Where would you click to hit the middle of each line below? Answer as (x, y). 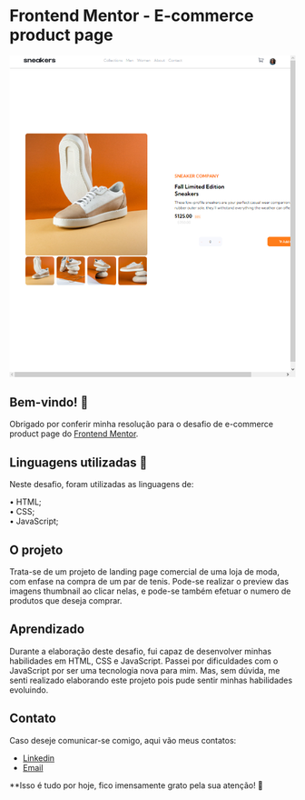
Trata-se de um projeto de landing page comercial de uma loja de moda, (144, 572)
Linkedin (39, 758)
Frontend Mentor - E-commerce (132, 16)
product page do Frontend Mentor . (74, 434)
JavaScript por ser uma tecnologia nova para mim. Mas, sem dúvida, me (145, 670)
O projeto (36, 550)
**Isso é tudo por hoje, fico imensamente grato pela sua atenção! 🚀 (136, 785)
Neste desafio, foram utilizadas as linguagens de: (102, 485)
